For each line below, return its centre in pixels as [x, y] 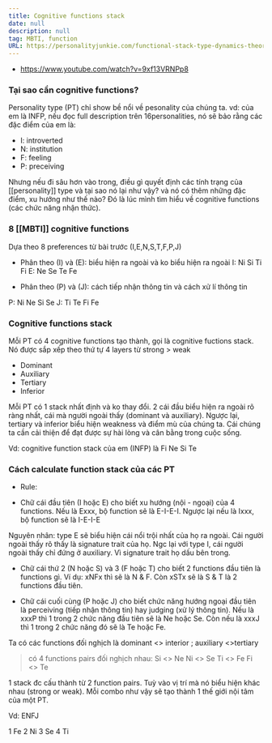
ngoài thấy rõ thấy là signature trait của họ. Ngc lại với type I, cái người [126, 544]
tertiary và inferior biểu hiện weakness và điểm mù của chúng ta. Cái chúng [135, 424]
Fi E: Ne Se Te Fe [49, 271]
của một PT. [28, 700]
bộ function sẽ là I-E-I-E [60, 520]
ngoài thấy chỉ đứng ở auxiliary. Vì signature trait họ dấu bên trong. [119, 553]
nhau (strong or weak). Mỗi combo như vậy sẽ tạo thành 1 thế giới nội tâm [131, 692]
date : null [27, 23]
